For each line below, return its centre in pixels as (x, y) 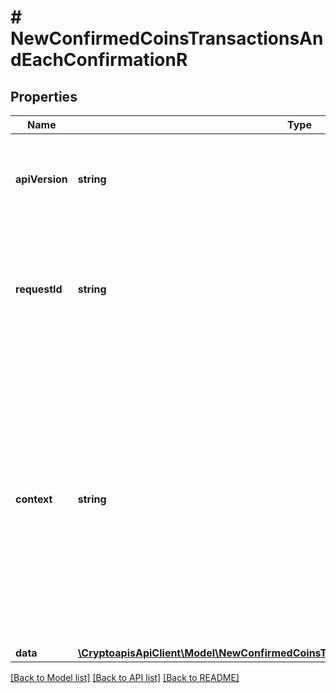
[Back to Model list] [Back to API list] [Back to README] (125, 677)
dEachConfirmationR (99, 60)
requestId (39, 289)
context (34, 499)
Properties (44, 96)
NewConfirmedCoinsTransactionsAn (167, 38)
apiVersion (41, 179)
